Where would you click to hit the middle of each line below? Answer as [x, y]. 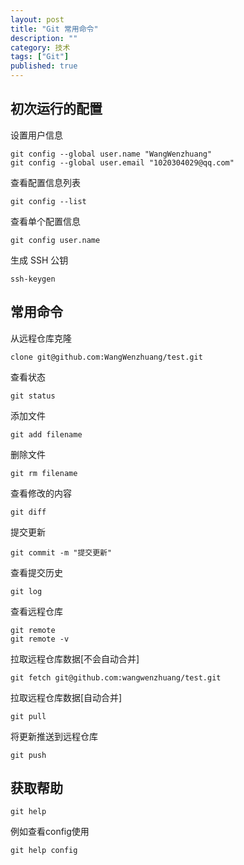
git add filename [46, 434]
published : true [44, 66]
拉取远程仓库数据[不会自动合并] [75, 658]
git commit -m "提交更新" [61, 552]
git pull [28, 716]
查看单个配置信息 [45, 221]
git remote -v [40, 639]
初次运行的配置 [56, 109]
